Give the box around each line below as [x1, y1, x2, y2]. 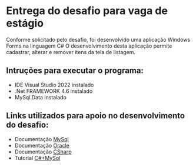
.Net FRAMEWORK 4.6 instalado [14, 87, 93, 95]
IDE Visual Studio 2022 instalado [14, 81, 94, 88]
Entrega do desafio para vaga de [6, 4, 168, 18]
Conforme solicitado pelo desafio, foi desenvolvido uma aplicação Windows [6, 36, 191, 43]
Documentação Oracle [14, 142, 69, 149]
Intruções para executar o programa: [6, 66, 144, 76]
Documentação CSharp [14, 148, 72, 155]
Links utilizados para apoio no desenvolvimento [6, 111, 185, 121]
